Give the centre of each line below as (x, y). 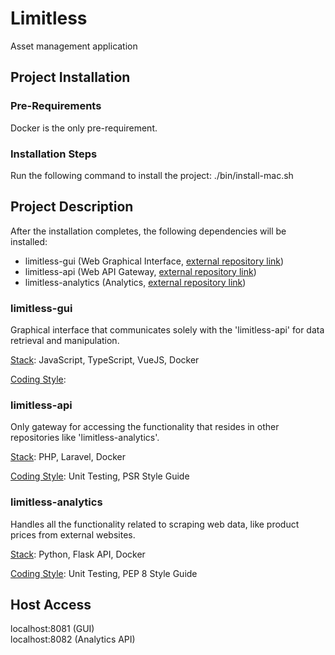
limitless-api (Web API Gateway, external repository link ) (140, 271)
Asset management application (74, 46)
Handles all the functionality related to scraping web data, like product (155, 524)
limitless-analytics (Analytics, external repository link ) (135, 282)
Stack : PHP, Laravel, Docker (68, 457)
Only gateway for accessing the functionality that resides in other (145, 427)
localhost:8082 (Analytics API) (73, 639)
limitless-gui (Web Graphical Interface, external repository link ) (154, 261)
